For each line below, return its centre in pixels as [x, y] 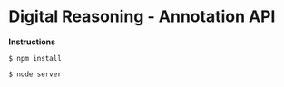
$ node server [35, 74]
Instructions [32, 42]
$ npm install [35, 58]
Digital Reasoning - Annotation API [142, 17]
